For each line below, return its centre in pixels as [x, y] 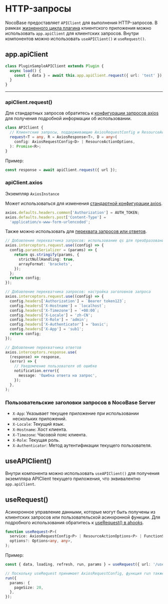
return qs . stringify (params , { [47, 255]
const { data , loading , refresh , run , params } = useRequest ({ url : [78, 565]
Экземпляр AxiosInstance [32, 193]
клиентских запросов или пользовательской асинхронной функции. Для [83, 517]
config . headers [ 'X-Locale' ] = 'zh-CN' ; [51, 315]
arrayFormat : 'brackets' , [45, 264]
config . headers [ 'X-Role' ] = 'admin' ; [49, 320]
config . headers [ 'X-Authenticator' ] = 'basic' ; [59, 324]
